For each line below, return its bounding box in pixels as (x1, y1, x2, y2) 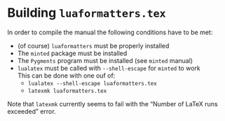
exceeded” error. (7, 107, 56, 115)
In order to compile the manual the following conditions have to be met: (7, 28, 213, 36)
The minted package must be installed (17, 49, 128, 57)
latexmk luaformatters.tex (27, 87, 107, 94)
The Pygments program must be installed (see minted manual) (17, 56, 193, 64)
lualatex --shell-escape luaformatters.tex (27, 80, 158, 87)
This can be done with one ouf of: (17, 71, 116, 80)
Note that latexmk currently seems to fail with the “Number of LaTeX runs (7, 99, 219, 108)
